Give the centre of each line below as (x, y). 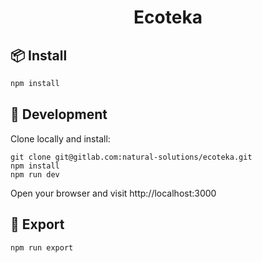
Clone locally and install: (60, 138)
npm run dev (35, 174)
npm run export (42, 247)
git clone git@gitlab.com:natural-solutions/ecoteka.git (131, 157)
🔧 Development (59, 114)
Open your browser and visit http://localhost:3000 (113, 193)
